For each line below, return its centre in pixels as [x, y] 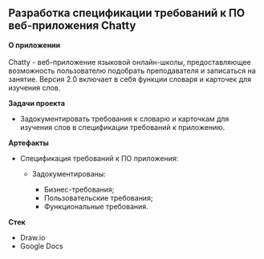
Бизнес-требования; [79, 189]
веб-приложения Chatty [72, 26]
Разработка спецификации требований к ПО [127, 13]
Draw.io [32, 237]
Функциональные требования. [96, 206]
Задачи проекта [37, 103]
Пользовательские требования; [98, 198]
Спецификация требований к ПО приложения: [99, 158]
